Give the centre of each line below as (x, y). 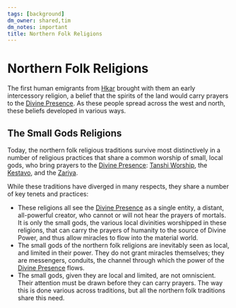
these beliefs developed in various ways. (67, 111)
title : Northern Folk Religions (55, 34)
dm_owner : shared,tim (39, 21)
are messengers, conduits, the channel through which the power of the (121, 260)
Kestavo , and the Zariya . (43, 173)
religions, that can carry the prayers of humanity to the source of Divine (122, 230)
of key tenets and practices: (48, 194)
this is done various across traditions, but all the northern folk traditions (122, 290)
